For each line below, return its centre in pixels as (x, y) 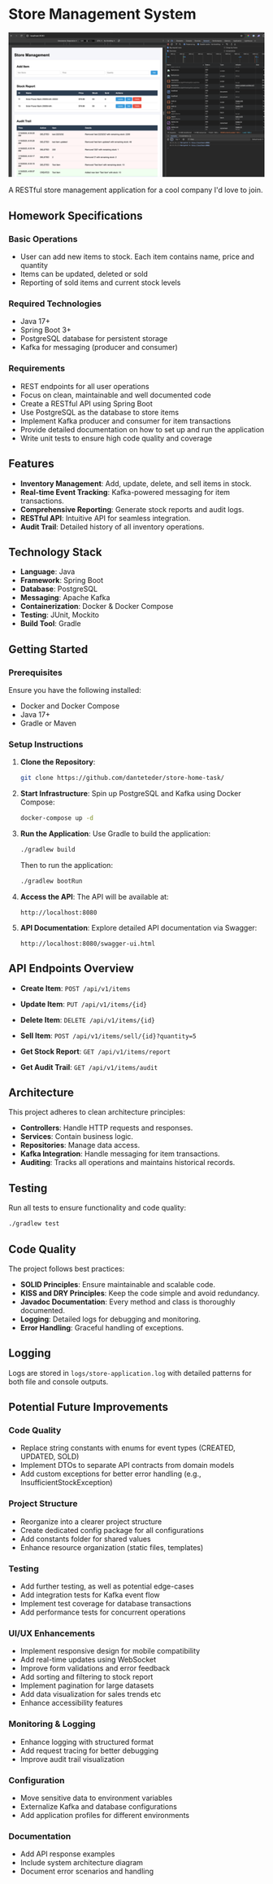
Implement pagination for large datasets (87, 1685)
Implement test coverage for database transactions (106, 1604)
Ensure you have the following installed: (75, 690)
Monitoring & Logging (52, 1724)
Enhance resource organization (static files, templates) (112, 1547)
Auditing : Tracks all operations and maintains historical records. (128, 1163)
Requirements (37, 369)
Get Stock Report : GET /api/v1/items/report (95, 1051)
